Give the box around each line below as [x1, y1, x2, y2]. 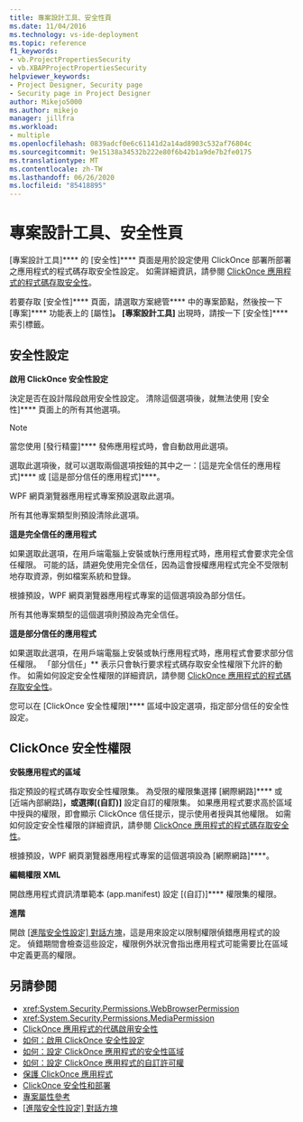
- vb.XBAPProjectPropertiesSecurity [9, 64, 147, 73]
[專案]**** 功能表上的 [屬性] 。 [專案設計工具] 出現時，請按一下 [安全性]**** [9, 308, 289, 319]
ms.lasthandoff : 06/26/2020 [9, 173, 115, 182]
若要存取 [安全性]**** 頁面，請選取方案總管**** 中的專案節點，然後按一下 [9, 296, 283, 307]
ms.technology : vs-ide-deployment [9, 30, 140, 39]
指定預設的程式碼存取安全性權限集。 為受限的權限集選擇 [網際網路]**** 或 [9, 785, 283, 796]
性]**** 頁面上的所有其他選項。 [9, 404, 126, 415]
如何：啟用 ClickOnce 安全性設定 [22, 1034, 145, 1045]
